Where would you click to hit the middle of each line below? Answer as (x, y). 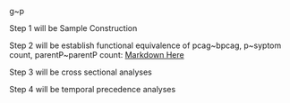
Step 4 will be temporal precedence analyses (93, 89)
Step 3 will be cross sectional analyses (81, 72)
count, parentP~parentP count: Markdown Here (97, 55)
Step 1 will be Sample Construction (73, 28)
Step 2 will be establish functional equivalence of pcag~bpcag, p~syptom (145, 45)
